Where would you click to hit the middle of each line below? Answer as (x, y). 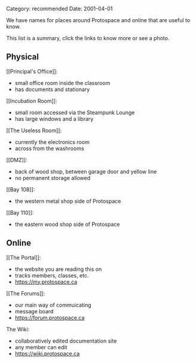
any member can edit (41, 347)
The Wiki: (18, 329)
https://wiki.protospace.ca (47, 353)
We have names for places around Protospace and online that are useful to (98, 20)
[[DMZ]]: (17, 160)
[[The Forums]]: (26, 293)
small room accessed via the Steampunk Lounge (75, 112)
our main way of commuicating (53, 305)
